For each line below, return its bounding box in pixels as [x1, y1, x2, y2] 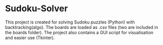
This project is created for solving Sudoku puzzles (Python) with [5, 19, 135, 25]
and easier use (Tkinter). [5, 35, 55, 41]
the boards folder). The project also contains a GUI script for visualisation [5, 29, 154, 35]
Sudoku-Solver [5, 3, 68, 14]
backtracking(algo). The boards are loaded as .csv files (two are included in [5, 24, 159, 30]
